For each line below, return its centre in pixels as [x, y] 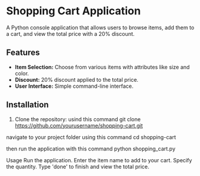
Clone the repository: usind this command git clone [78, 119]
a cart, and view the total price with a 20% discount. [70, 33]
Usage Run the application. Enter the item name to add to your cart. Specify [99, 160]
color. [22, 73]
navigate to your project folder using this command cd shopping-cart [91, 137]
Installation [27, 105]
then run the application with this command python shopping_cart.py [91, 149]
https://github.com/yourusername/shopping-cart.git [79, 125]
